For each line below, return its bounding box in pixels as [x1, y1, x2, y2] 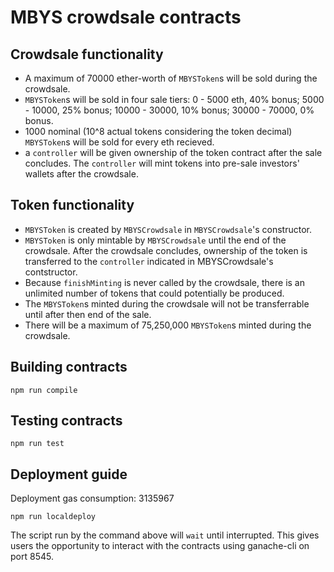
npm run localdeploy [10, 512, 97, 522]
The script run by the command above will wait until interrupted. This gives [10, 529, 320, 541]
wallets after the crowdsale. [24, 168, 139, 180]
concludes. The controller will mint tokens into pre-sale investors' [24, 157, 300, 169]
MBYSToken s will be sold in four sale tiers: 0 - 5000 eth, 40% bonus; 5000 [24, 94, 325, 105]
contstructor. [24, 266, 78, 278]
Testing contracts [10, 412, 123, 430]
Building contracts [10, 359, 128, 376]
